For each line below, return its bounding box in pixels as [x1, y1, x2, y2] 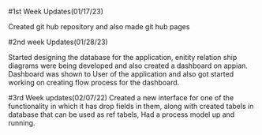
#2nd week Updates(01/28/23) [8, 37, 108, 47]
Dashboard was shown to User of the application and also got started [8, 69, 234, 78]
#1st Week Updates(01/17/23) [8, 7, 104, 16]
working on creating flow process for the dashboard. [8, 78, 180, 87]
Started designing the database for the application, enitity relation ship [8, 53, 238, 62]
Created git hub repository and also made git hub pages [8, 22, 190, 31]
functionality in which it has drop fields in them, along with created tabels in [8, 102, 254, 111]
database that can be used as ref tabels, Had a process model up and [8, 110, 235, 119]
